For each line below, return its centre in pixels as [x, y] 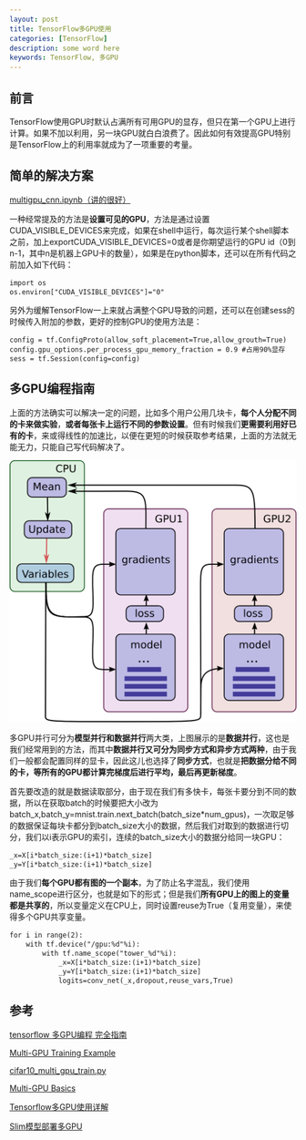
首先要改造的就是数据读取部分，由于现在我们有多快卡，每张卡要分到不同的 [149, 791]
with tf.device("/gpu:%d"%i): [83, 944]
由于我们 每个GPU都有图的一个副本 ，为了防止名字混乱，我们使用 [130, 882]
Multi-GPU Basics [42, 1088]
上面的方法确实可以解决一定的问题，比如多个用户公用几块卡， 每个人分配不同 [153, 412]
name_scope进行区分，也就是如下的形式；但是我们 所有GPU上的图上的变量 [149, 894]
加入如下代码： [45, 264]
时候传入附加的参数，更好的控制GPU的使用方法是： [106, 321]
